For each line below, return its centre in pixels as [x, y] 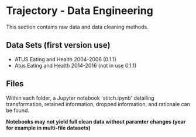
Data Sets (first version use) [58, 45]
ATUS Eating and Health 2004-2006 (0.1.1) [66, 59]
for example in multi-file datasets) [48, 128]
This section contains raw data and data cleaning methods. [77, 27]
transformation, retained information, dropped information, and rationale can [98, 104]
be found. [18, 110]
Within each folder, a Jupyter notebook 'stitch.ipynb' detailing [80, 98]
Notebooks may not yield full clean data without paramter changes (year [96, 121]
